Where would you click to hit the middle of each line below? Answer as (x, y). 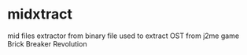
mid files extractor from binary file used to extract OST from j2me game (124, 36)
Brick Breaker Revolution (47, 43)
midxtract (40, 14)
